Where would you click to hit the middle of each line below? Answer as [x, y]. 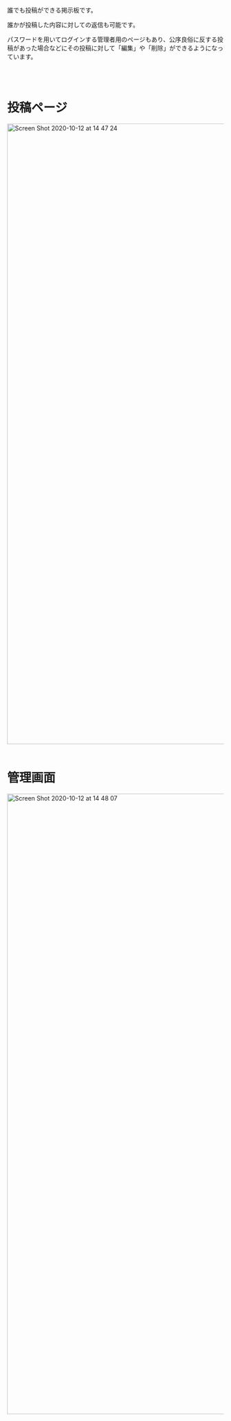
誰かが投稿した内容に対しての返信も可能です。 [73, 25]
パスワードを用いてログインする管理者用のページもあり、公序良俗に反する [112, 39]
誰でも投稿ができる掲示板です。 [52, 10]
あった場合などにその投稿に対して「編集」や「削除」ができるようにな [118, 48]
